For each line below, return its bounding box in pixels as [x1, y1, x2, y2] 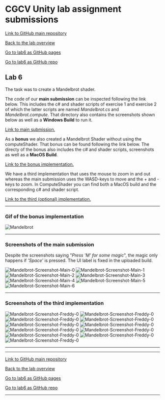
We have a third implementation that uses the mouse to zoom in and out [5, 171, 151, 177]
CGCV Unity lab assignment [5, 3, 122, 15]
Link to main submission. [5, 126, 55, 132]
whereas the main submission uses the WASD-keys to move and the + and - [5, 176, 160, 182]
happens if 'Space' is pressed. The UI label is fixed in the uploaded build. [5, 257, 153, 263]
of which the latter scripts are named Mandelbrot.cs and [5, 106, 119, 112]
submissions [5, 14, 59, 25]
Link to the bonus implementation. [5, 161, 74, 167]
